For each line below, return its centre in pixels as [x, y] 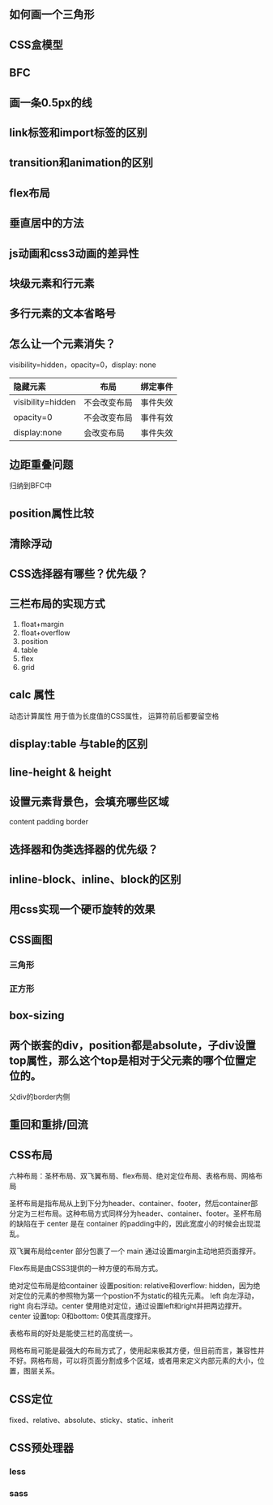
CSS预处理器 [42, 1448]
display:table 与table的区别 [79, 744]
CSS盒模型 [36, 44]
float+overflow [45, 633]
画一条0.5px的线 [51, 103]
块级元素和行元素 [52, 283]
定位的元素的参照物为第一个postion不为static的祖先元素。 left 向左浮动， [137, 1296]
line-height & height [60, 772]
